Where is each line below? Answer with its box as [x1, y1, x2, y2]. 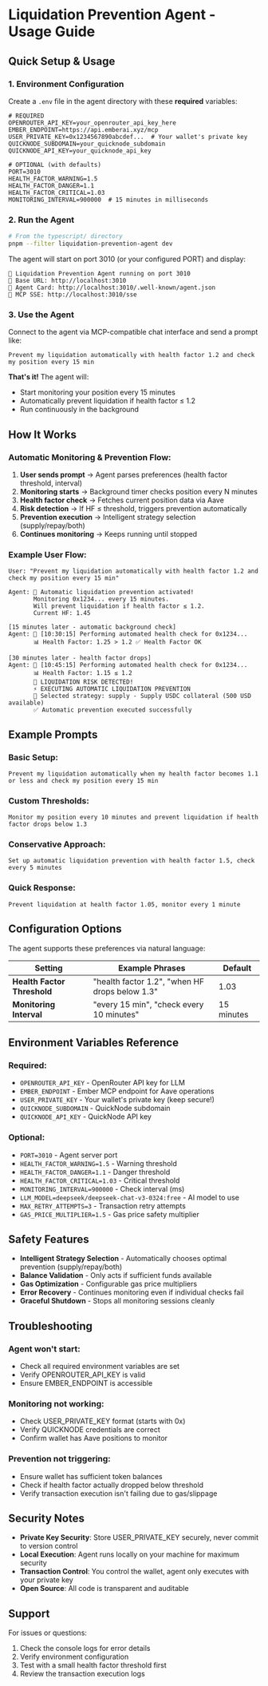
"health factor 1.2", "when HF [93, 976, 205, 987]
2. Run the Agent [8, 214, 75, 225]
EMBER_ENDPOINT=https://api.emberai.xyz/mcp [8, 125, 159, 133]
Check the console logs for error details [19, 1644, 151, 1653]
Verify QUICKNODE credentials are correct [19, 1425, 161, 1434]
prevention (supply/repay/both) [19, 1262, 123, 1271]
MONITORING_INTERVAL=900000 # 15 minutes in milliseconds [8, 196, 209, 204]
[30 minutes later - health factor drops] [8, 654, 152, 662]
